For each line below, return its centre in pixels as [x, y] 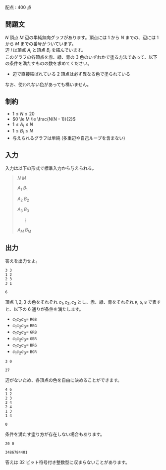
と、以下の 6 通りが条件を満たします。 [44, 309]
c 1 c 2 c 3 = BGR [25, 352]
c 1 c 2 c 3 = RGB [25, 319]
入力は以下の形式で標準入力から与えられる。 [51, 168]
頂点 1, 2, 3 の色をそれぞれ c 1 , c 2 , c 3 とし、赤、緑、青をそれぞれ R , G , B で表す [83, 302]
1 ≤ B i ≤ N [23, 132]
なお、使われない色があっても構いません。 [48, 84]
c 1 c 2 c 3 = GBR [25, 339]
